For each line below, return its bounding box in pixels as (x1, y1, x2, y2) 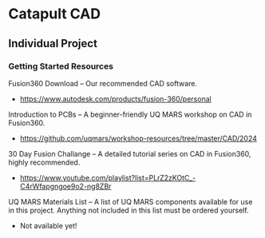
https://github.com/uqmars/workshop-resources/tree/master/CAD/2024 (19, 133, 258, 143)
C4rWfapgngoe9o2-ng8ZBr (19, 181, 112, 191)
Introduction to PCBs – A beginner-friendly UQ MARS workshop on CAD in (8, 109, 252, 119)
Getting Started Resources (8, 61, 114, 72)
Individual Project (8, 37, 98, 50)
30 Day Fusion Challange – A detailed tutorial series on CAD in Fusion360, (8, 149, 251, 158)
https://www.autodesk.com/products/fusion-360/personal (19, 93, 212, 104)
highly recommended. (8, 157, 81, 167)
